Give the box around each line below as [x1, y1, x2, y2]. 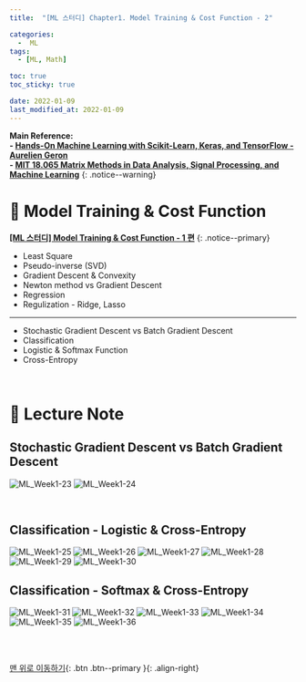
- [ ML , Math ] [17, 56, 67, 65]
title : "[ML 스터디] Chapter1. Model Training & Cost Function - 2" [9, 13, 273, 23]
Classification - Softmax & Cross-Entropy [9, 583, 249, 598]
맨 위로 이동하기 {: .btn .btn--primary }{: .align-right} [9, 663, 199, 674]
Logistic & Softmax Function [22, 344, 128, 356]
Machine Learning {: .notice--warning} [9, 169, 157, 180]
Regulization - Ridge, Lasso [22, 298, 126, 310]
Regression [22, 289, 66, 300]
